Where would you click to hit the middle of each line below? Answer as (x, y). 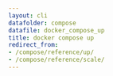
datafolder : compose (43, 23)
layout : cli (28, 15)
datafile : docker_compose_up (56, 30)
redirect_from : (33, 45)
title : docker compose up (51, 38)
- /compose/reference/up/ (51, 52)
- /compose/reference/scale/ (56, 60)
